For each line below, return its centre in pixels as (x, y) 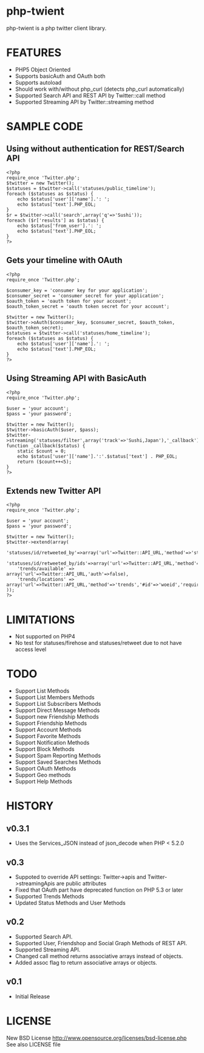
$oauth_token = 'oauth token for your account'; (69, 301)
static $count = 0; (42, 451)
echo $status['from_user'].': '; (59, 226)
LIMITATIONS (41, 620)
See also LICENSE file (33, 1044)
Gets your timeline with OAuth (64, 260)
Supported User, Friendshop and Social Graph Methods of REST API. (101, 943)
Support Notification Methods (52, 743)
